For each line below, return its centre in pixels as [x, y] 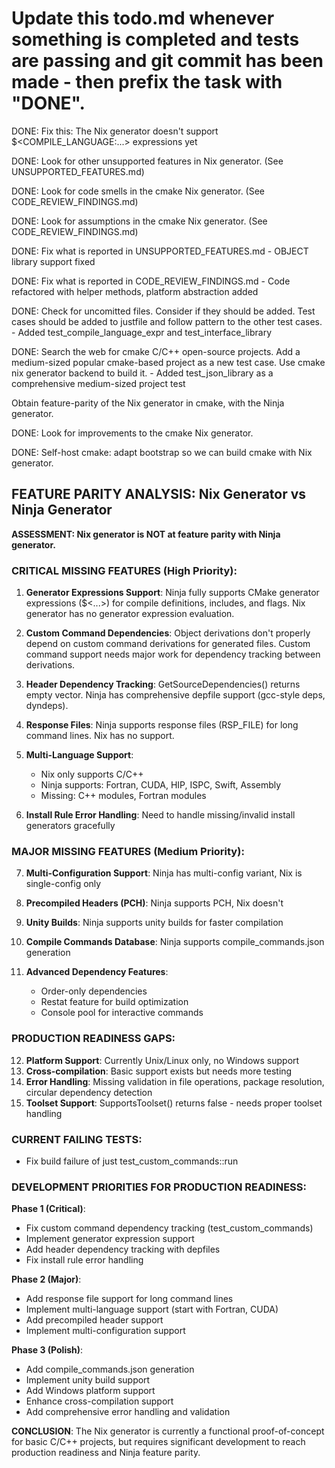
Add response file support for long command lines [129, 1299]
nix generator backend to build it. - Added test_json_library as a [142, 373]
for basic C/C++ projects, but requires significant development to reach [158, 1442]
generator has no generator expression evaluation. [130, 614]
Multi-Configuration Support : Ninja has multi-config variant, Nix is [164, 873]
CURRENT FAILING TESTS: [77, 1139]
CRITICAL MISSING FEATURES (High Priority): [124, 570]
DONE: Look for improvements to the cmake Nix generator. [132, 433]
